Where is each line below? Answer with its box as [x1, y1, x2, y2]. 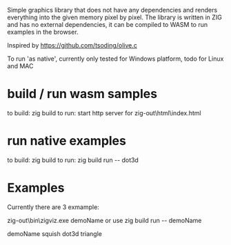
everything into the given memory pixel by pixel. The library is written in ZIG [7, 13, 222, 21]
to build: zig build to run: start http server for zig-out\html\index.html [7, 108, 201, 117]
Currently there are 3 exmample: [7, 203, 100, 211]
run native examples [7, 133, 126, 149]
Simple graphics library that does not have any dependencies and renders [7, 6, 218, 14]
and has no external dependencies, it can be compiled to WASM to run [7, 21, 208, 28]
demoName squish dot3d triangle [7, 229, 102, 237]
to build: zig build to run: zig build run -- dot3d [7, 155, 139, 164]
